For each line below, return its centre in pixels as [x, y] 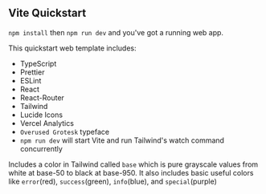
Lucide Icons [41, 115]
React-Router [42, 97]
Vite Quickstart [47, 13]
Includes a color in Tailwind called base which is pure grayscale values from [133, 164]
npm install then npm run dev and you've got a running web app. [116, 32]
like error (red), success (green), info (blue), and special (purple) [113, 181]
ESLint [31, 80]
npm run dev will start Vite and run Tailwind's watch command [122, 140]
